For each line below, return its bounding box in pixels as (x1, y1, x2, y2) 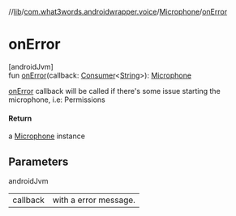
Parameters (8, 155, 69, 168)
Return (8, 113, 32, 123)
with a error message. (52, 194, 136, 205)
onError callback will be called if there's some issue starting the (8, 86, 221, 95)
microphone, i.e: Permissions (8, 95, 105, 104)
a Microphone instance (8, 131, 85, 141)
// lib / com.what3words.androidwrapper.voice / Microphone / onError (8, 7, 228, 16)
